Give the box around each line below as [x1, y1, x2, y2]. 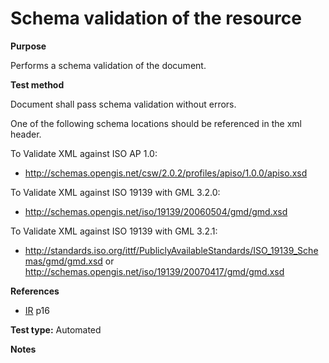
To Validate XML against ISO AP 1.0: [10, 147, 158, 159]
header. [10, 128, 42, 140]
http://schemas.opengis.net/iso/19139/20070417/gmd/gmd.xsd [24, 265, 285, 277]
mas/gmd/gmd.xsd [24, 255, 103, 267]
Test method [10, 78, 65, 91]
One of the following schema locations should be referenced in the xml [10, 117, 302, 129]
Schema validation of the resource [10, 7, 302, 30]
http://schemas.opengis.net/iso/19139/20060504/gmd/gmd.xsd [24, 205, 288, 217]
